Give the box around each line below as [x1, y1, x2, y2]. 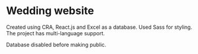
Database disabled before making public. [6, 41, 107, 48]
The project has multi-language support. [6, 29, 105, 36]
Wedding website [6, 4, 94, 18]
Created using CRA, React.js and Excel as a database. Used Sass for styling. [6, 23, 193, 31]
